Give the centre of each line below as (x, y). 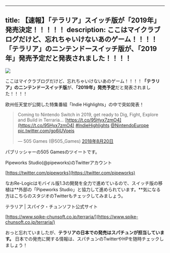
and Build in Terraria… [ (42, 120)
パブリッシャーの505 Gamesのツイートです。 (53, 152)
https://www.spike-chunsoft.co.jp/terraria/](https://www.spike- (73, 217)
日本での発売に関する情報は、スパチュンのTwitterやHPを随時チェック (87, 239)
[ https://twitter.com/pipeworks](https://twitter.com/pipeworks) (70, 173)
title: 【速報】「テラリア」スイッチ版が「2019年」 (83, 20)
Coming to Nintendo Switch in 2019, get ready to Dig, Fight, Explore (88, 114)
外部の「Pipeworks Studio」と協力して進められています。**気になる (90, 189)
